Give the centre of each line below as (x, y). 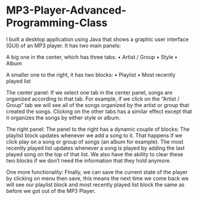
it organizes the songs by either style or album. (63, 117)
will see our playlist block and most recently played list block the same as (95, 185)
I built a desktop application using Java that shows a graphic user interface (98, 39)
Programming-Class (57, 23)
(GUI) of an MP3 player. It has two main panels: (64, 46)
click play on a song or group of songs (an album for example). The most (95, 141)
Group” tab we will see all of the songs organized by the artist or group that (98, 105)
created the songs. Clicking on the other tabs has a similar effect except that (99, 111)
